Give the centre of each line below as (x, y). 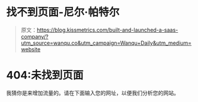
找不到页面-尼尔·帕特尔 (63, 12)
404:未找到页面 (45, 75)
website (31, 49)
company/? (35, 36)
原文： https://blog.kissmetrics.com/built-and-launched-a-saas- (99, 30)
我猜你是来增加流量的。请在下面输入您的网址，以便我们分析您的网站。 (93, 92)
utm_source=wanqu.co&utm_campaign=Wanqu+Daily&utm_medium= (106, 43)
